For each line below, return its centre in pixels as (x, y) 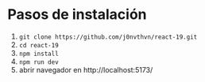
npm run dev (39, 62)
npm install (39, 54)
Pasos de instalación (77, 15)
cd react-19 (39, 45)
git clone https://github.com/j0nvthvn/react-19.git (108, 37)
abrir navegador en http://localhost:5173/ (86, 69)
